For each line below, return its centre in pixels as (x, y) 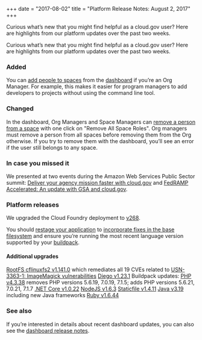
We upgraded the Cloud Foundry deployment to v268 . (73, 218)
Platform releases (33, 205)
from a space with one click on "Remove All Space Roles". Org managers (97, 128)
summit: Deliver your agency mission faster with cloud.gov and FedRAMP (97, 182)
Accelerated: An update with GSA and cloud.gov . (67, 189)
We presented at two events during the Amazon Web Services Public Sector (101, 176)
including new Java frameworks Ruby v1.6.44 (63, 295)
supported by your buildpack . (43, 242)
